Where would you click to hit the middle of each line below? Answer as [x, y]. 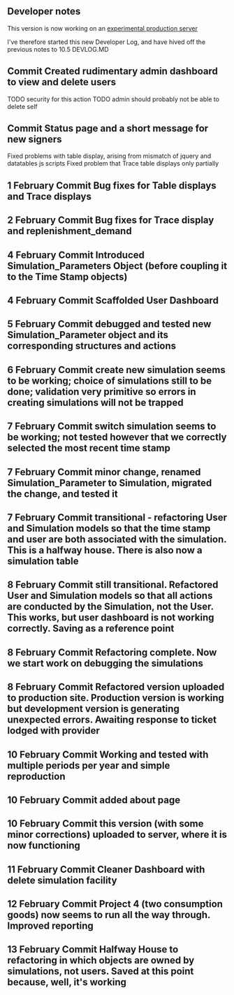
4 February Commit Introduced [76, 255]
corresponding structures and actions [92, 346]
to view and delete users [62, 82]
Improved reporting [51, 926]
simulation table [43, 561]
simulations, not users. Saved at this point [101, 972]
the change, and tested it [63, 494]
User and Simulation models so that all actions [110, 596]
